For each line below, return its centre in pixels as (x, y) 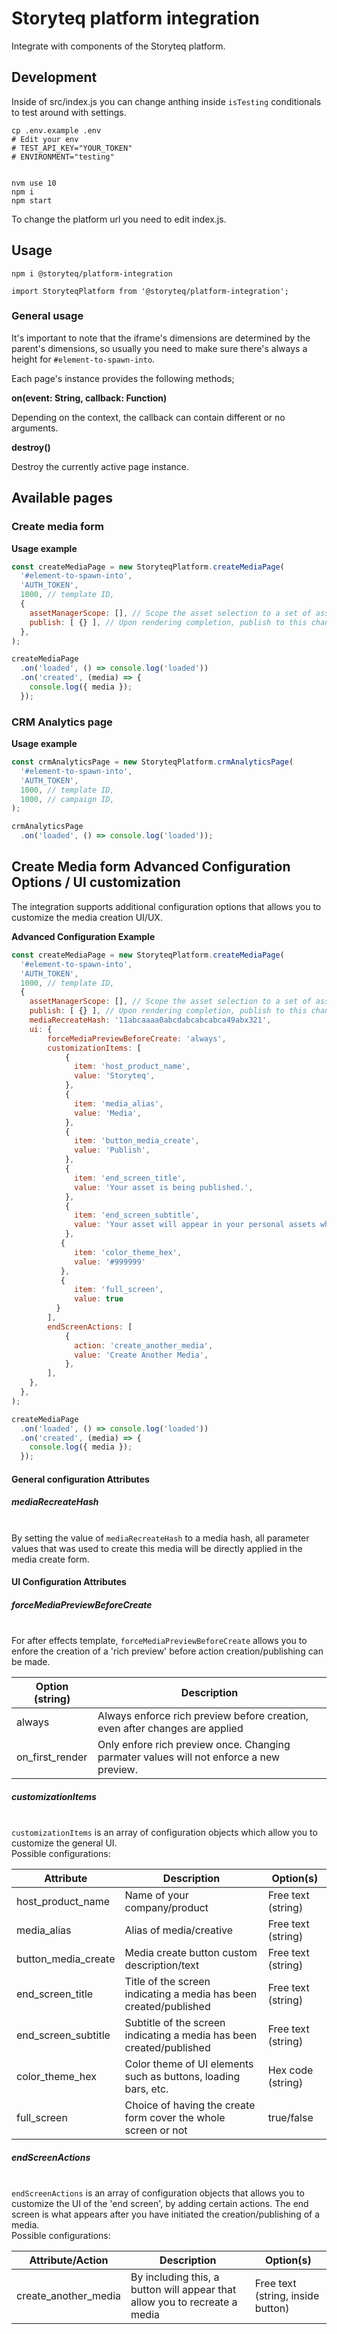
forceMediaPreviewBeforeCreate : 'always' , (137, 1038)
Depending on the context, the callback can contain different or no (148, 417)
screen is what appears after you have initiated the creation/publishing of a (166, 2214)
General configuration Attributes (80, 1479)
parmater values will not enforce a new (189, 1757)
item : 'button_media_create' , (137, 1141)
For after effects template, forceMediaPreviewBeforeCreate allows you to (159, 1641)
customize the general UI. (64, 1843)
